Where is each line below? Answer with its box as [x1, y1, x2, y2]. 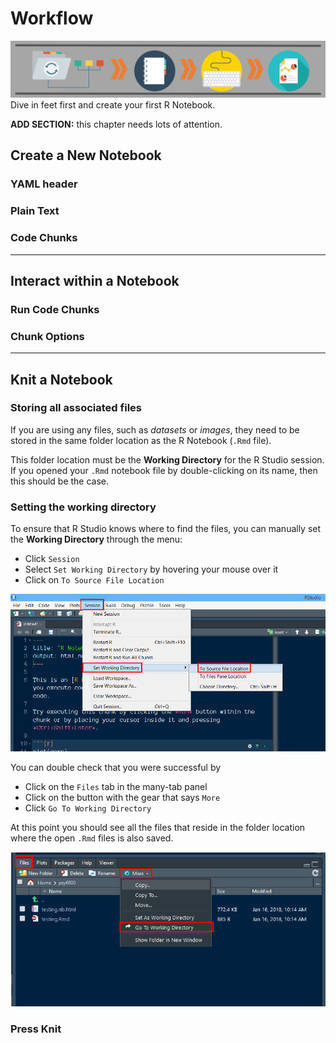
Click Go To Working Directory [24, 802, 152, 814]
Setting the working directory [10, 500, 157, 514]
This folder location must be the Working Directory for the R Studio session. [10, 453, 325, 466]
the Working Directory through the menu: [10, 533, 183, 546]
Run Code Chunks [10, 302, 100, 316]
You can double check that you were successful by [10, 762, 222, 774]
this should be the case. [10, 475, 110, 487]
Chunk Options [10, 329, 85, 343]
